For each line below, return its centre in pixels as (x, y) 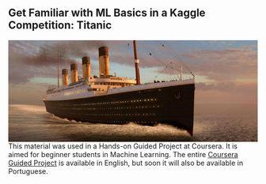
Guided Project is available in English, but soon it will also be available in (126, 163)
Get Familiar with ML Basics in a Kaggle (107, 13)
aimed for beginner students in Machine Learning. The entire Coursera (123, 155)
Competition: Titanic (60, 26)
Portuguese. (28, 171)
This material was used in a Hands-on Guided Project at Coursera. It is (123, 146)
